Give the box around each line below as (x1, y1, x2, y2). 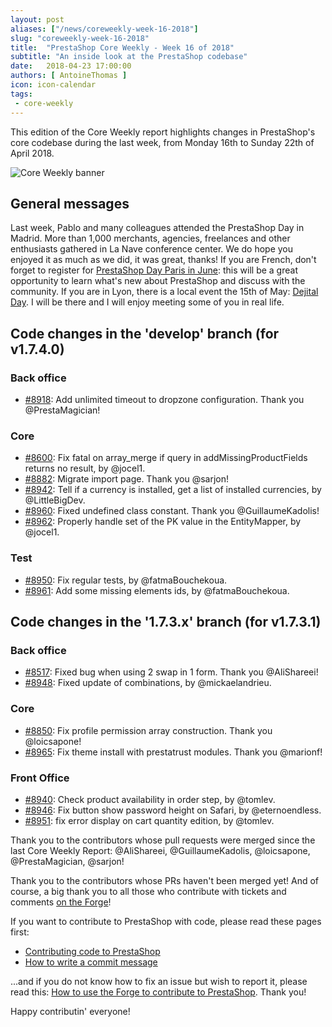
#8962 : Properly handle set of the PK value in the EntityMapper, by (24, 516, 302, 528)
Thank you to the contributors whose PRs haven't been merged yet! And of (10, 874, 320, 886)
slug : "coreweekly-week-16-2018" (10, 33, 150, 43)
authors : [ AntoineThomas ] (10, 71, 128, 81)
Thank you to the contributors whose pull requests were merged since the (10, 834, 316, 846)
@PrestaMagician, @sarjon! (10, 855, 125, 867)
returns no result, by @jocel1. (24, 462, 146, 475)
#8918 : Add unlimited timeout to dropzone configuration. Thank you (24, 394, 305, 405)
